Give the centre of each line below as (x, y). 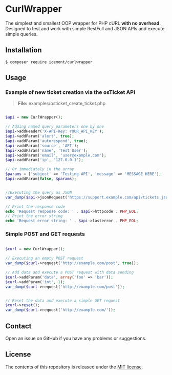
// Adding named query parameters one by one (55, 127)
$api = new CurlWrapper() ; (34, 117)
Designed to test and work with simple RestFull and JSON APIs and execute (85, 28)
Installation (24, 50)
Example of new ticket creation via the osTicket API (70, 92)
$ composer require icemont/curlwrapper (49, 62)
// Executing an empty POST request (44, 259)
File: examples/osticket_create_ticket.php (62, 104)
